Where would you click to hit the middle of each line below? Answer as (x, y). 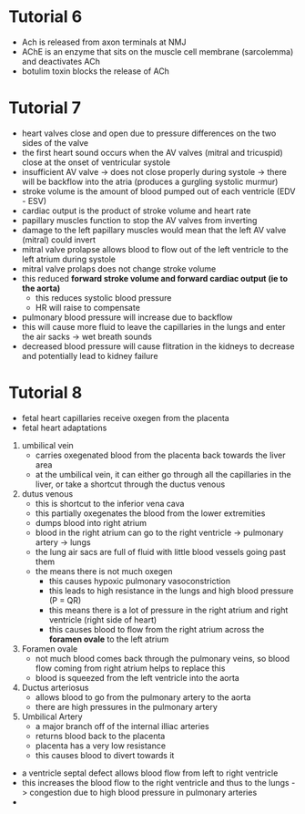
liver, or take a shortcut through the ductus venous (130, 484)
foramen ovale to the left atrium (109, 639)
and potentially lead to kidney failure (90, 355)
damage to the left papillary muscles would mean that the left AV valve (154, 230)
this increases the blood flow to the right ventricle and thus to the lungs (156, 782)
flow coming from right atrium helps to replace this (130, 668)
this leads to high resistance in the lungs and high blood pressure (171, 591)
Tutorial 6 (46, 17)
